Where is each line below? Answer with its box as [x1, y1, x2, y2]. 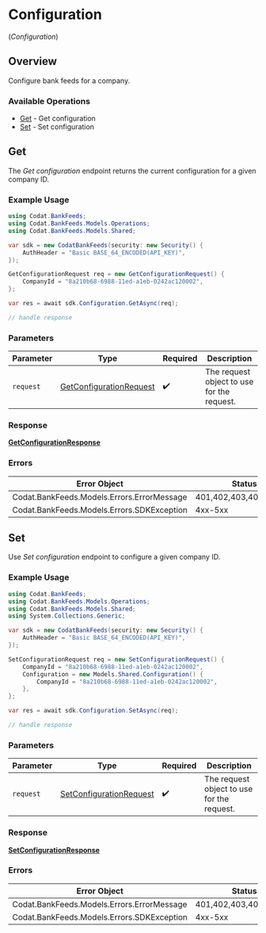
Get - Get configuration [19, 113, 97, 124]
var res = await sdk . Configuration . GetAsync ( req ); [8, 300, 179, 308]
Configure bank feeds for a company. [8, 75, 131, 85]
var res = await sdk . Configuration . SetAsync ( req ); [8, 707, 179, 715]
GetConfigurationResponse [8, 438, 101, 447]
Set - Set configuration [19, 122, 95, 132]
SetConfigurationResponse [8, 845, 101, 855]
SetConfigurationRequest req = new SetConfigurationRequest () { [8, 656, 225, 663]
